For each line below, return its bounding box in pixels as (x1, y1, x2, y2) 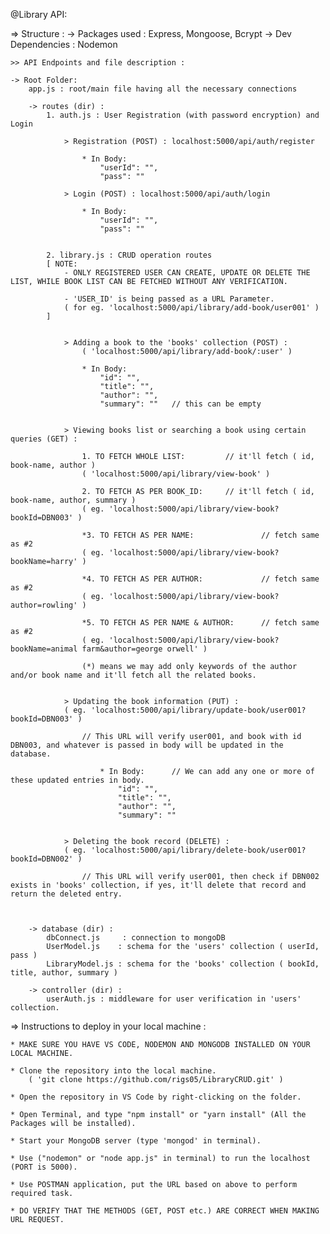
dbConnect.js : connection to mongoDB (46, 933, 226, 943)
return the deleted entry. (10, 889, 123, 899)
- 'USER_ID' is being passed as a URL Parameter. (63, 294, 275, 304)
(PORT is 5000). (10, 1162, 78, 1172)
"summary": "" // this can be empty (99, 399, 262, 409)
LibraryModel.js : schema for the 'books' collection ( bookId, (46, 959, 320, 969)
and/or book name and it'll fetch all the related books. (10, 670, 257, 680)
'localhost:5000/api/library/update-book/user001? (90, 705, 307, 715)
